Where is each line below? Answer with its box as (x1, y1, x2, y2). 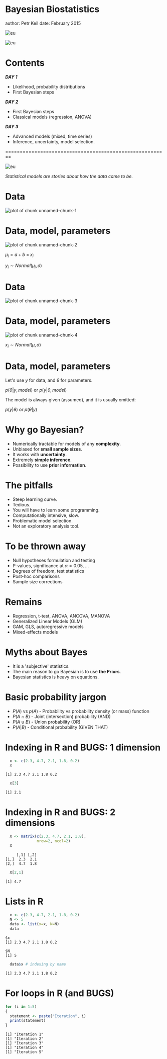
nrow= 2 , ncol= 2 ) (37, 838, 71, 843)
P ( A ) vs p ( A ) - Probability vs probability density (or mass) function (12, 708, 149, 714)
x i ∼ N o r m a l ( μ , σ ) (5, 342, 41, 349)
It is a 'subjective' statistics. (12, 663, 70, 669)
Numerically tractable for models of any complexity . (12, 440, 121, 447)
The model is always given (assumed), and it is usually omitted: (5, 396, 136, 403)
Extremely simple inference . (12, 457, 72, 463)
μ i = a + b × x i (5, 251, 34, 258)
